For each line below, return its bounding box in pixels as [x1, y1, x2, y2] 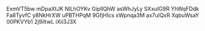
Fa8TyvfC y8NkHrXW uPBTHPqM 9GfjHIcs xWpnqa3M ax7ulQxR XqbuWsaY [6, 12, 199, 19]
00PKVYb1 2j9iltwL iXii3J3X [6, 18, 76, 25]
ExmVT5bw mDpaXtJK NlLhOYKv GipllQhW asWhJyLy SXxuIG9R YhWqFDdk [6, 5, 199, 12]
